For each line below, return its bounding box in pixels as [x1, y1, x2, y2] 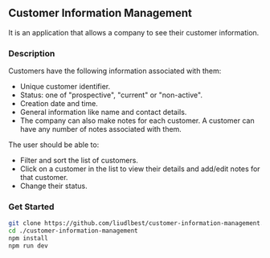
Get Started [8, 201, 55, 212]
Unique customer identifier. [19, 82, 111, 92]
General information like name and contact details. [19, 108, 187, 117]
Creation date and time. [19, 99, 98, 109]
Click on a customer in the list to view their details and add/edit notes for [19, 164, 260, 174]
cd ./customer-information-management [8, 227, 138, 235]
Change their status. [19, 181, 88, 191]
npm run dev [8, 242, 48, 250]
